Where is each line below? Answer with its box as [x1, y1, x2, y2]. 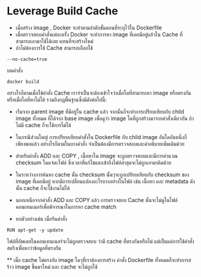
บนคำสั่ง [7, 67, 23, 74]
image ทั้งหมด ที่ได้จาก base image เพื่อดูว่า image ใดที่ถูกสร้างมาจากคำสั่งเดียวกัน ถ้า [15, 115, 194, 122]
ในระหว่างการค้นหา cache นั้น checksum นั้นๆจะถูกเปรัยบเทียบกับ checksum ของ [15, 171, 190, 178]
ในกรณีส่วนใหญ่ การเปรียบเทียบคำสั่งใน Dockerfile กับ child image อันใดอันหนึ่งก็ [15, 133, 187, 140]
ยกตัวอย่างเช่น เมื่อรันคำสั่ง [15, 215, 68, 222]
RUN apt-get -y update [7, 227, 64, 233]
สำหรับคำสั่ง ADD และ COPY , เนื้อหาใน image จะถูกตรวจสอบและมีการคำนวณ [15, 152, 178, 159]
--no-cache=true [7, 56, 47, 62]
